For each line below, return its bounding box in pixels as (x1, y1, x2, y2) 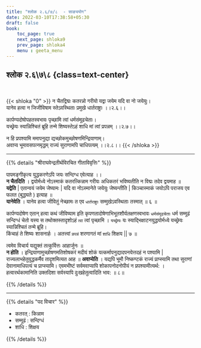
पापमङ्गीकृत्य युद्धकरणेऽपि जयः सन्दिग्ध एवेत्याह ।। (6, 171, 102, 178)
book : (6, 25, 20, 32)
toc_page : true (17, 31, 55, 37)
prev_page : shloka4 (17, 42, 66, 48)
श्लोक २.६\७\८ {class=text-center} (6, 70, 129, 80)
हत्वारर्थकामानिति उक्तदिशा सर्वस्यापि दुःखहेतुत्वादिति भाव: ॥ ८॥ (6, 268, 124, 276)
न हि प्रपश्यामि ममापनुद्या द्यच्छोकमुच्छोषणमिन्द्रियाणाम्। (6, 135, 105, 142)
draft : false (6, 20, 39, 26)
